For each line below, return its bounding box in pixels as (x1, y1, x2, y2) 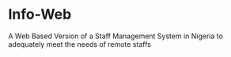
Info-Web (8, 5, 72, 23)
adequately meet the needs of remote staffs (8, 39, 152, 48)
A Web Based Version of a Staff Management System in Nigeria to (8, 31, 224, 41)
